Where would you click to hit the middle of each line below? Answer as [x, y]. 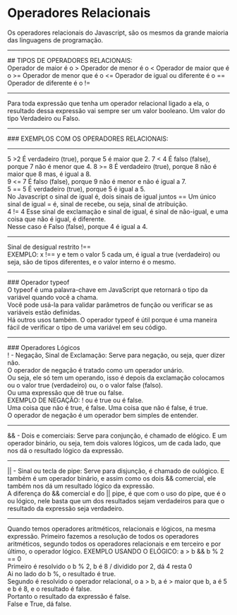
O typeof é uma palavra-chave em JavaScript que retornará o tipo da [108, 289]
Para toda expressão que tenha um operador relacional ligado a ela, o [108, 103]
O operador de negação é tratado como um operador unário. [96, 370]
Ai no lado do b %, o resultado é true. [62, 573]
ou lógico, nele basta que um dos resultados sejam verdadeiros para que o [116, 500]
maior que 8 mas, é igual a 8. [49, 174]
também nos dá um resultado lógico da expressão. [81, 486]
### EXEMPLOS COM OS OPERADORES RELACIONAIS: [88, 139]
